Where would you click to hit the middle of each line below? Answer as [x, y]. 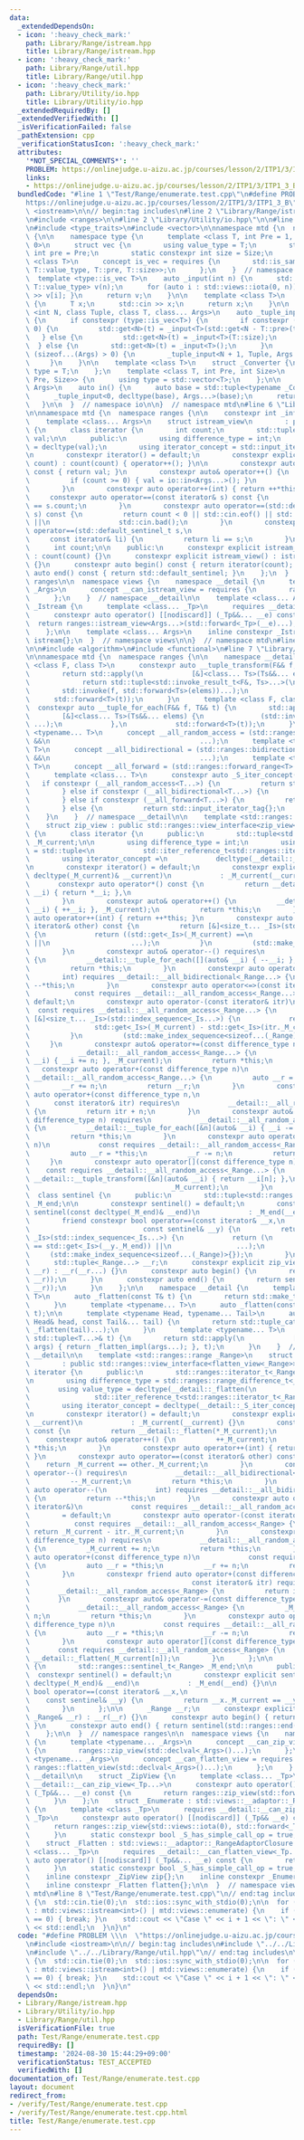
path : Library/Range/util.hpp [83, 69]
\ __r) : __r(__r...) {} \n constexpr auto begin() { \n [141, 1271]
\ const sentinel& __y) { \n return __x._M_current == [153, 1700]
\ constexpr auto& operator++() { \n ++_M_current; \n [152, 1440]
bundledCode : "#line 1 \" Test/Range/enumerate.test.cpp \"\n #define [147, 195]
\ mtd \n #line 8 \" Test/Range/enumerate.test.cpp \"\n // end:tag [147, 1894]
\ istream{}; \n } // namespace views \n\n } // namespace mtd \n [152, 640]
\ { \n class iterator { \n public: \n [115, 833]
